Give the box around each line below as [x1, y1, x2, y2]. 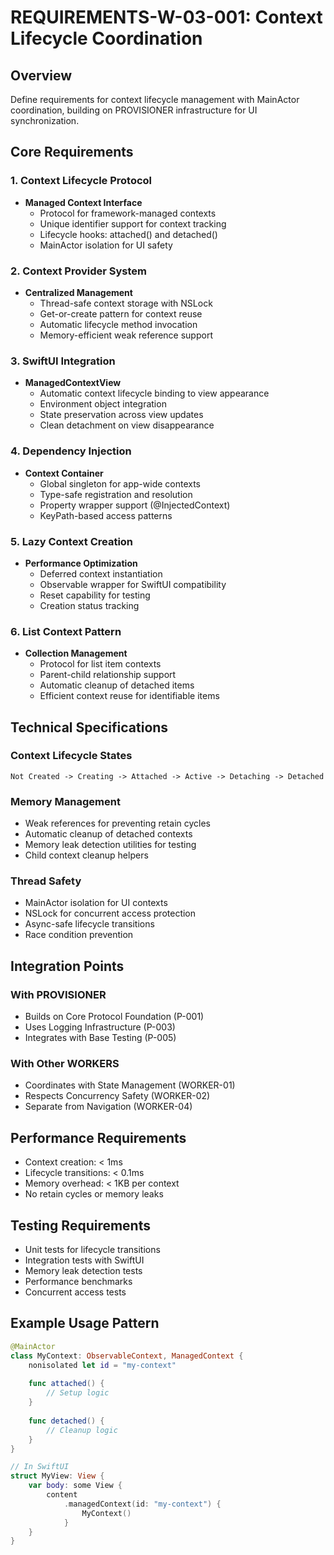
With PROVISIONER [10, 987, 107, 1001]
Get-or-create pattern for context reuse [39, 307, 203, 320]
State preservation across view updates [39, 409, 204, 421]
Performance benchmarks [24, 1276, 133, 1288]
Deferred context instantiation [39, 567, 163, 580]
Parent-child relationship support [39, 669, 177, 681]
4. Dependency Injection [10, 444, 132, 458]
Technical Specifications [10, 719, 169, 736]
